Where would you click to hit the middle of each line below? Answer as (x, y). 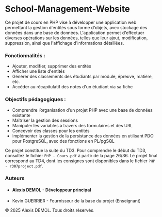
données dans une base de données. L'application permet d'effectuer (75, 33)
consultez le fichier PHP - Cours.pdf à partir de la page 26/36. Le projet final (81, 155)
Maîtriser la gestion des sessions (45, 120)
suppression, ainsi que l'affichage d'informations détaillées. (65, 43)
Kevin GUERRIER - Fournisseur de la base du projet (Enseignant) (76, 200)
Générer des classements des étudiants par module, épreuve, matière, (82, 77)
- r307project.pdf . (24, 166)
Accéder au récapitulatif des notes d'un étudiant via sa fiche (72, 87)
